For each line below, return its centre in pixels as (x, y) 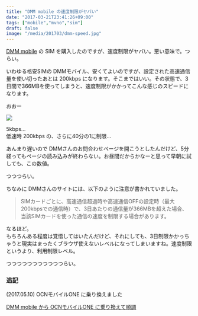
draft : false (22, 28)
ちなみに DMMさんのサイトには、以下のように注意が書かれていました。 (94, 189)
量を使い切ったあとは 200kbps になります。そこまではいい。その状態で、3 (97, 79)
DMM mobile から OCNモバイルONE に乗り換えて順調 (71, 307)
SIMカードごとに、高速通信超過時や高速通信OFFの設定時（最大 (98, 202)
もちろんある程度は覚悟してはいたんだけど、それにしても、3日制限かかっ (95, 236)
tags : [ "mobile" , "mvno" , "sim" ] (45, 23)
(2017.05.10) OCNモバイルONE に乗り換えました (64, 295)
